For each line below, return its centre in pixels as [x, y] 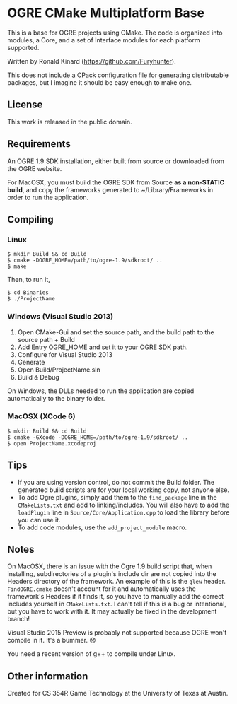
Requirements [39, 144]
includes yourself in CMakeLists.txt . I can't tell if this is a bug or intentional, [117, 604]
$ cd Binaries [28, 293]
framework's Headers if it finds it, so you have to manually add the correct [116, 597]
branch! [19, 619]
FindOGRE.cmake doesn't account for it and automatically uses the [102, 589]
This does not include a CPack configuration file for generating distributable [118, 75]
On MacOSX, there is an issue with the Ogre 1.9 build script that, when [110, 566]
